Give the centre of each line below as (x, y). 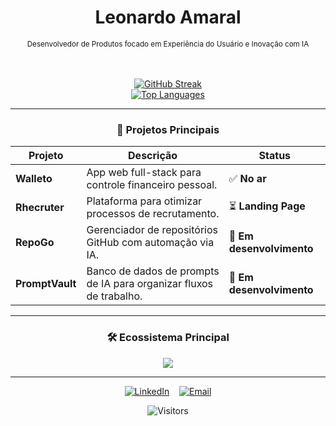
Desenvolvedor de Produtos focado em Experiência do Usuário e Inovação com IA (168, 44)
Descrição (153, 156)
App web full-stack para (144, 173)
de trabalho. (114, 296)
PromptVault (46, 284)
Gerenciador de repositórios (152, 230)
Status (275, 156)
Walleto (34, 179)
